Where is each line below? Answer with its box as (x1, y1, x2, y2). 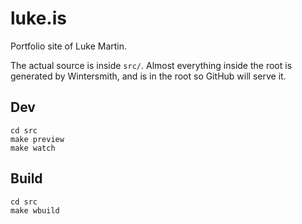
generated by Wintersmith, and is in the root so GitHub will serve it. (10, 70, 287, 82)
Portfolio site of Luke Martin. (10, 40, 128, 52)
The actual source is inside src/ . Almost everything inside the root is (10, 59, 293, 71)
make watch (10, 143, 56, 153)
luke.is (10, 7, 67, 30)
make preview (10, 134, 65, 144)
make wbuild (10, 205, 60, 216)
